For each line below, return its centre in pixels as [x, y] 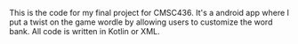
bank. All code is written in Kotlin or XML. [85, 31]
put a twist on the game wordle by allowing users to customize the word [141, 22]
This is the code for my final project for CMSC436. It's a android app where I [149, 13]
